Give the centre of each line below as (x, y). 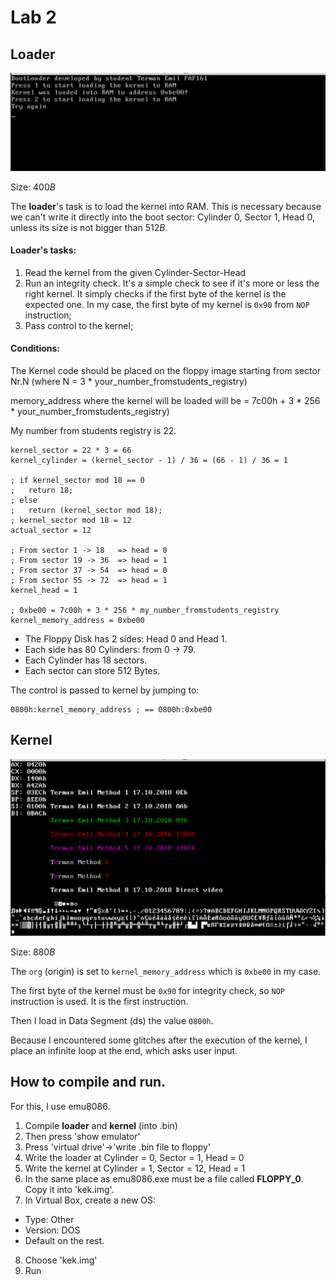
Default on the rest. (64, 1240)
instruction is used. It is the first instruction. (99, 1001)
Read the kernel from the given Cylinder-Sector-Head (135, 272)
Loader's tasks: (43, 250)
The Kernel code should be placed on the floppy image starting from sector (166, 370)
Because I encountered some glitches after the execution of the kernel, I (159, 1040)
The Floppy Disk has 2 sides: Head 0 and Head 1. (126, 638)
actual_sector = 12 (51, 530)
